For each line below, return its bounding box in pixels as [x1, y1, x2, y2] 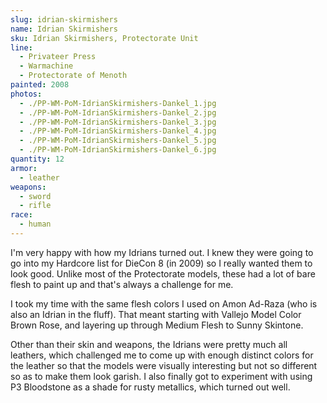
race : [10, 210, 33, 220]
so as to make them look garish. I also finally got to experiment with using [10, 370, 313, 382]
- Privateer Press [19, 52, 97, 62]
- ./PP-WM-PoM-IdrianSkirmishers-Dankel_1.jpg [19, 98, 217, 108]
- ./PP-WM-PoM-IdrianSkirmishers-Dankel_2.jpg [19, 107, 217, 118]
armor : [10, 163, 38, 173]
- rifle [19, 201, 52, 211]
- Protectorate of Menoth [19, 71, 128, 81]
